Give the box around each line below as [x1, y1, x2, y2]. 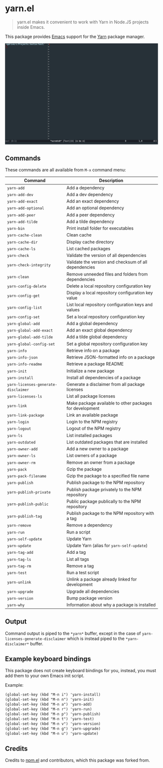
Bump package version [66, 595, 113, 601]
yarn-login [7, 420, 29, 425]
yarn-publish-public [7, 502, 49, 507]
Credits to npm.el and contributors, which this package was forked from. [5, 757, 150, 763]
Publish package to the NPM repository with [66, 511, 154, 516]
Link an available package [66, 412, 118, 418]
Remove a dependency [66, 522, 113, 528]
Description [99, 178, 124, 183]
